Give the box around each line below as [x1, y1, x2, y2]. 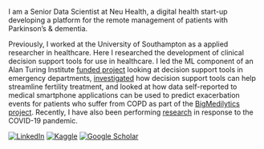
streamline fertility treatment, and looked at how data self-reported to [8, 82, 238, 91]
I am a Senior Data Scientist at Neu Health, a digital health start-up [8, 7, 228, 16]
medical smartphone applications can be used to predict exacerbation [8, 91, 241, 99]
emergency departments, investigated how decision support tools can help [8, 74, 257, 83]
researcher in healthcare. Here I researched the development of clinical [8, 48, 245, 57]
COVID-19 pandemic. [8, 116, 78, 125]
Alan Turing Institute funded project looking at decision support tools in [8, 65, 243, 74]
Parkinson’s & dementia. [8, 24, 88, 33]
